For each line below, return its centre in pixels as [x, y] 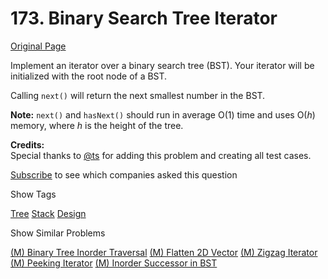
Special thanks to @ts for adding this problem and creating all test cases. [161, 155]
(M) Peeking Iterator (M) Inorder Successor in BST [114, 263]
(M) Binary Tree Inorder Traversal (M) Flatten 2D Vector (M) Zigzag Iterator [164, 252]
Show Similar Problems [58, 233]
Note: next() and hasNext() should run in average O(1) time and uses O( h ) [163, 114]
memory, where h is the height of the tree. [97, 125]
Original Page [38, 46]
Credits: [27, 144]
